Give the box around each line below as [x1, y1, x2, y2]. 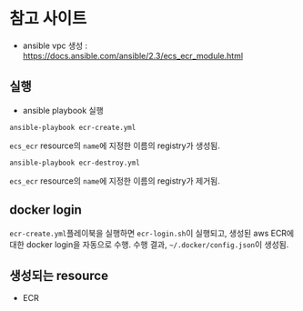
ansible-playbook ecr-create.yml [9, 123, 136, 132]
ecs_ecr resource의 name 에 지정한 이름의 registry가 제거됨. [9, 175, 220, 186]
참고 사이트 [9, 8, 87, 29]
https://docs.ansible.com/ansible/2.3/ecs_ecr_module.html [22, 50, 244, 61]
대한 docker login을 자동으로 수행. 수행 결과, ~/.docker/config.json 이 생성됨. [9, 238, 289, 250]
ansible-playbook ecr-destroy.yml [9, 158, 141, 167]
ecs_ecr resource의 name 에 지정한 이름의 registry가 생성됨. [9, 140, 220, 151]
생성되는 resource [9, 267, 109, 283]
